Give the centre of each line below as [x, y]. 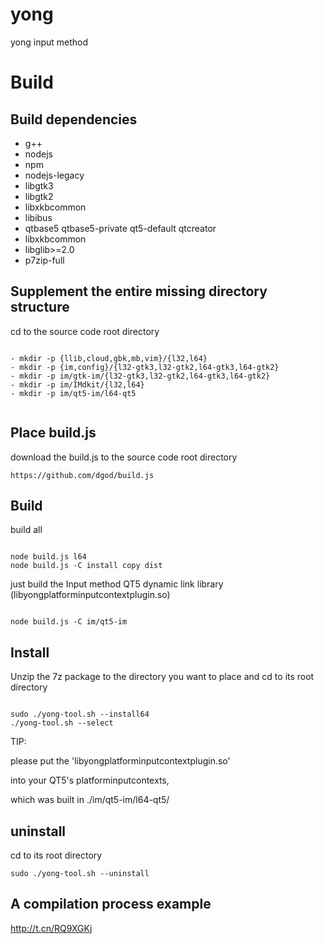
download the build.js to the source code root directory [124, 457]
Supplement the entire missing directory [139, 291]
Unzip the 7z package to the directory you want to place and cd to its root [162, 677]
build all [26, 530]
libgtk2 [39, 196]
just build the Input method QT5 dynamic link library [117, 584]
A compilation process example [111, 904]
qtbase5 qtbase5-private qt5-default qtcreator [120, 228]
